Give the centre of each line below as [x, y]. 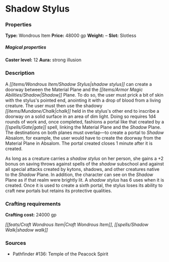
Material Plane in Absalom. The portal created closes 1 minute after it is [79, 143]
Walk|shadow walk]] [26, 230]
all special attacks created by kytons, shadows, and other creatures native [82, 169]
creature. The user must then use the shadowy [54, 105]
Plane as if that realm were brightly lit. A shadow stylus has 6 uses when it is [85, 180]
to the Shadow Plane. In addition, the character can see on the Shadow [79, 174]
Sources [16, 243]
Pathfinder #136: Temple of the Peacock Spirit [60, 254]
